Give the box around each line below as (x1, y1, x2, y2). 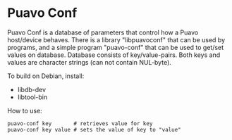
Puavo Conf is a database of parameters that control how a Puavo (7, 28, 199, 37)
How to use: (7, 106, 42, 115)
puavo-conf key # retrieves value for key (7, 120, 153, 127)
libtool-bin (17, 93, 48, 101)
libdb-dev (17, 85, 47, 94)
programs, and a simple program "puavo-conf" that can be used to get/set (7, 43, 224, 51)
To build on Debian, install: (7, 72, 85, 80)
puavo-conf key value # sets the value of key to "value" (7, 126, 181, 133)
